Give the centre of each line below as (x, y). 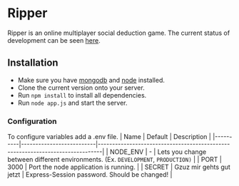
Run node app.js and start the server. (72, 103)
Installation (33, 63)
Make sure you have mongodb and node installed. (91, 80)
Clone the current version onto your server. (81, 88)
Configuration (32, 121)
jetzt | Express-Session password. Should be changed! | (90, 175)
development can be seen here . (54, 40)
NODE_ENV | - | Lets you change (158, 152)
